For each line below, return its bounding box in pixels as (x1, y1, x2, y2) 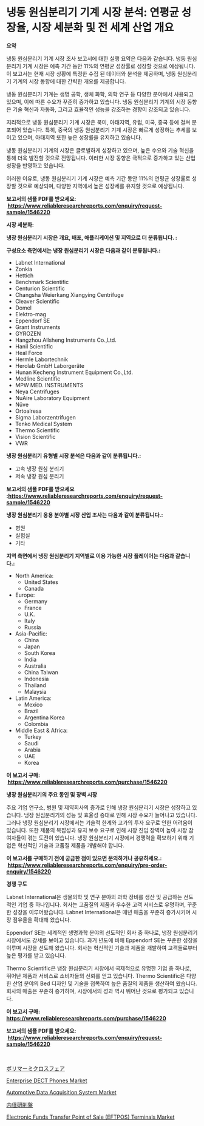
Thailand (24, 681, 47, 689)
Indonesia (24, 675, 49, 682)
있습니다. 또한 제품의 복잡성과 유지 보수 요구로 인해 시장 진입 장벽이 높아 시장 (6, 826, 188, 833)
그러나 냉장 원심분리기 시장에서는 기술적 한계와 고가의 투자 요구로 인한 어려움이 (6, 819, 193, 826)
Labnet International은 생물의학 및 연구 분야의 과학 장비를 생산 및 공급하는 (6, 893, 183, 900)
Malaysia (24, 688, 47, 695)
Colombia (24, 720, 49, 727)
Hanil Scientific (15, 342, 53, 350)
